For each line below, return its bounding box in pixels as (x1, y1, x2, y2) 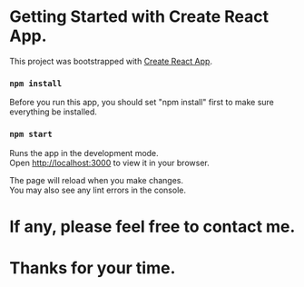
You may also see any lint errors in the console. (9, 184, 186, 195)
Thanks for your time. (9, 257, 176, 278)
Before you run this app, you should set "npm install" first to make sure (9, 97, 275, 108)
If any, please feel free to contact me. (9, 216, 296, 237)
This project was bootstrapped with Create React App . (9, 55, 213, 66)
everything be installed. (9, 106, 98, 117)
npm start (9, 129, 53, 140)
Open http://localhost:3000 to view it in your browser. (9, 157, 211, 168)
